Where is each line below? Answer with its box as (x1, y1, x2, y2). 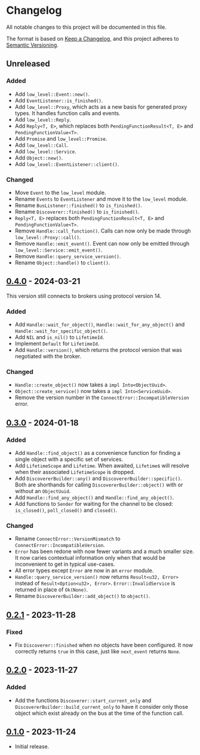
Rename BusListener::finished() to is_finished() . (14, 201, 142, 209)
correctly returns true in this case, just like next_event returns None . (14, 648, 181, 655)
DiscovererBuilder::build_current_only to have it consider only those (14, 703, 189, 710)
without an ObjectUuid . (14, 488, 71, 495)
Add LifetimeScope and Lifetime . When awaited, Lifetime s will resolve (14, 462, 190, 469)
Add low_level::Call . (14, 141, 69, 149)
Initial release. (14, 742, 50, 750)
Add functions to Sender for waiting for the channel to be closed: (14, 500, 173, 508)
